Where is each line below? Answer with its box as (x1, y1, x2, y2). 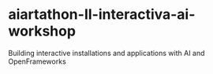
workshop (8, 22, 77, 40)
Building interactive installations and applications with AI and (8, 48, 205, 57)
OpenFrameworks (8, 57, 67, 66)
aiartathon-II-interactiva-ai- (8, 6, 196, 24)
